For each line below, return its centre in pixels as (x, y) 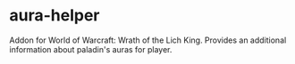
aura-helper (55, 16)
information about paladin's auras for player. (91, 49)
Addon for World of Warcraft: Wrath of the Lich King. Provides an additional (148, 40)
